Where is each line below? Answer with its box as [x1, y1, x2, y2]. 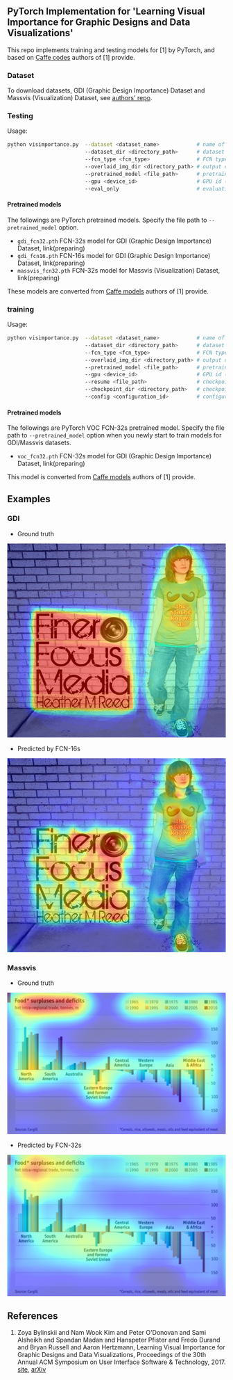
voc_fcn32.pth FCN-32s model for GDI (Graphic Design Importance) [17, 452, 212, 460]
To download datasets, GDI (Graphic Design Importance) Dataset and [7, 86, 205, 95]
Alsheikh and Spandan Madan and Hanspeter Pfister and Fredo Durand [17, 1335, 221, 1345]
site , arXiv [17, 1365, 46, 1374]
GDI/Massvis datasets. [7, 438, 71, 447]
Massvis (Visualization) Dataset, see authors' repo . [7, 94, 153, 102]
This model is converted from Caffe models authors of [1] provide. [7, 473, 196, 481]
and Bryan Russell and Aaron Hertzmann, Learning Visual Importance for [17, 1343, 225, 1351]
